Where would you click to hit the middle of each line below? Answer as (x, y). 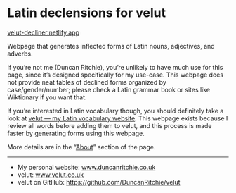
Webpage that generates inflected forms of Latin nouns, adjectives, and (111, 46)
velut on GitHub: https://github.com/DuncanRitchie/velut (99, 182)
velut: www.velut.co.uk (51, 175)
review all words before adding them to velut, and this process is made (110, 125)
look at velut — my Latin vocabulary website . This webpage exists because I (118, 118)
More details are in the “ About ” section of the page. (81, 147)
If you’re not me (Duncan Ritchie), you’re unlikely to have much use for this (115, 67)
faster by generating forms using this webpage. (76, 133)
